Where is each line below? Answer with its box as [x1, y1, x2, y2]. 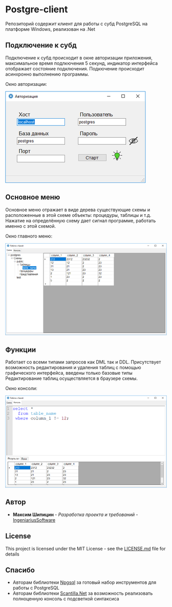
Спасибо [5, 565, 35, 574]
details [5, 551, 19, 557]
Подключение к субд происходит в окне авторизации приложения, [5, 54, 153, 61]
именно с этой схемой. [5, 223, 56, 229]
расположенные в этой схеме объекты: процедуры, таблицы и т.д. [5, 212, 152, 218]
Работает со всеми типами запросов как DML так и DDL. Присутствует [5, 359, 161, 365]
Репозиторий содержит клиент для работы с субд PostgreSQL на [5, 21, 148, 27]
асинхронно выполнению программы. [5, 71, 90, 77]
